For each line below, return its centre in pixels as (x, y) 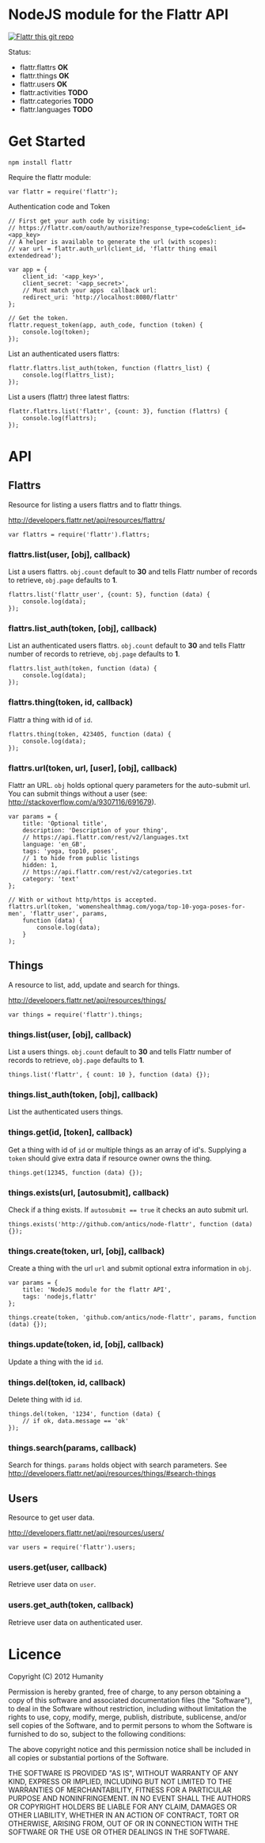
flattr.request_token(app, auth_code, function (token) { (106, 325)
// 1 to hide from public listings (81, 858)
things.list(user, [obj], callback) (70, 1034)
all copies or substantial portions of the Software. (88, 1757)
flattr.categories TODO (57, 101)
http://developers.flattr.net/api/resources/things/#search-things (112, 1474)
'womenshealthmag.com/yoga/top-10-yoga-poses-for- (161, 907)
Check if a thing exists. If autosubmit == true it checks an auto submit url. (129, 1210)
